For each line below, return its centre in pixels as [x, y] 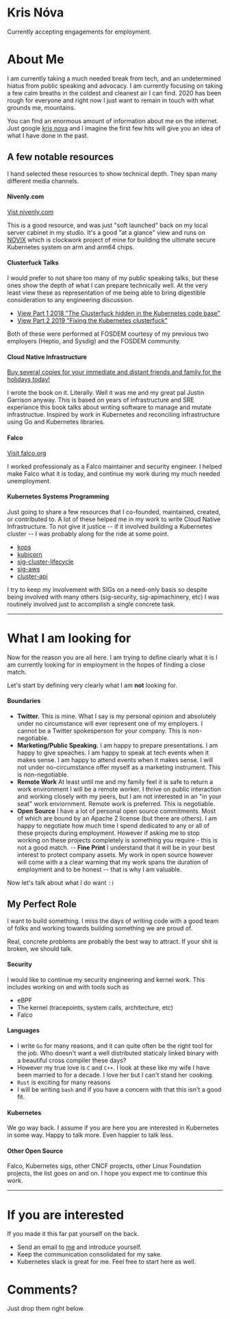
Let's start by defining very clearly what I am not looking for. [92, 685]
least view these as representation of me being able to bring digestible [106, 293]
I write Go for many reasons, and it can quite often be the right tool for [115, 1046]
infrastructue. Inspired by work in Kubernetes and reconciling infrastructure [114, 415]
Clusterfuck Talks [33, 263]
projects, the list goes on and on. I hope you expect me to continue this [107, 1173]
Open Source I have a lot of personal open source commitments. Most [116, 811]
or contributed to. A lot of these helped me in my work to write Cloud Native [114, 519]
